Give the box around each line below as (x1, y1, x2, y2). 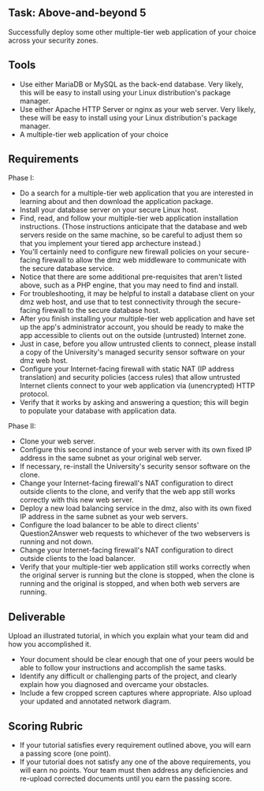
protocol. (19, 389, 50, 399)
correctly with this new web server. (19, 496, 134, 505)
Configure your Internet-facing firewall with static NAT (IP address (19, 364, 235, 373)
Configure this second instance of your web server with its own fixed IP (19, 445, 252, 455)
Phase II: (8, 421, 37, 431)
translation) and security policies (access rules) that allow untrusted (19, 373, 240, 382)
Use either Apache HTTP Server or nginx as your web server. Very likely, (19, 104, 256, 113)
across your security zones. (8, 35, 99, 45)
